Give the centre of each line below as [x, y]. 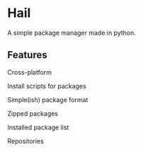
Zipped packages [33, 113]
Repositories [25, 141]
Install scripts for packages [47, 86]
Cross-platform [29, 72]
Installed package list [38, 127]
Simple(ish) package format [48, 99]
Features [27, 55]
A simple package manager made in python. [72, 33]
